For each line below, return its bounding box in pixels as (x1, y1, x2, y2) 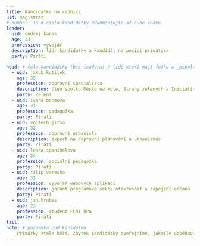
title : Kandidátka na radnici (6, 8, 82, 15)
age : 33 (11, 36, 31, 42)
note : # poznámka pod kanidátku (6, 225, 86, 231)
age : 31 (17, 103, 36, 109)
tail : (6, 219, 20, 226)
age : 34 (17, 153, 36, 159)
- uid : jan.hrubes (11, 197, 58, 203)
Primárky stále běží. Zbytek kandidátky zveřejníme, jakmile (17, 230, 171, 236)
